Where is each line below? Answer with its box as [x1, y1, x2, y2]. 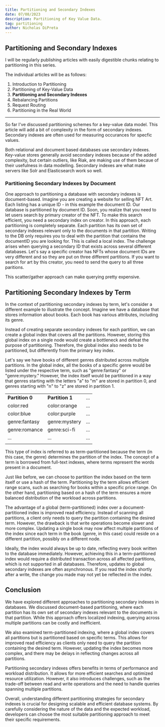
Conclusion [5, 586, 41, 594]
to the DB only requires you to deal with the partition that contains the [5, 233, 146, 239]
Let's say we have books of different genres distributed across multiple [5, 357, 149, 363]
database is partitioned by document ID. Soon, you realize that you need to [5, 207, 157, 213]
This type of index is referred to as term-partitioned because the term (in [5, 449, 153, 455]
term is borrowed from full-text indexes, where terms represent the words [5, 459, 155, 465]
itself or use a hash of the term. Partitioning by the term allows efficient [5, 479, 149, 485]
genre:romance [7, 427, 43, 433]
